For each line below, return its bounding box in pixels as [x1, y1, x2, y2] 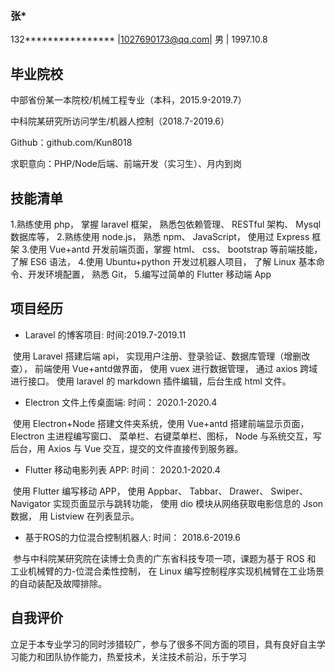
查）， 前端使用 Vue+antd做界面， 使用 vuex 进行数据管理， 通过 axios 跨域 [10, 362, 318, 374]
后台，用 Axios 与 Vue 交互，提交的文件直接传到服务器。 [10, 442, 244, 454]
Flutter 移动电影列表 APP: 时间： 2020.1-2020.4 [24, 463, 221, 476]
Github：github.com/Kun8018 [10, 137, 133, 149]
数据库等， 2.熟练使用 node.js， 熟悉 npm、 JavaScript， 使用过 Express [10, 230, 310, 242]
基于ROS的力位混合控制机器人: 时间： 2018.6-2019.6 [24, 531, 241, 543]
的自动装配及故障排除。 [10, 577, 107, 589]
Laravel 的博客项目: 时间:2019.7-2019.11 [24, 328, 187, 341]
